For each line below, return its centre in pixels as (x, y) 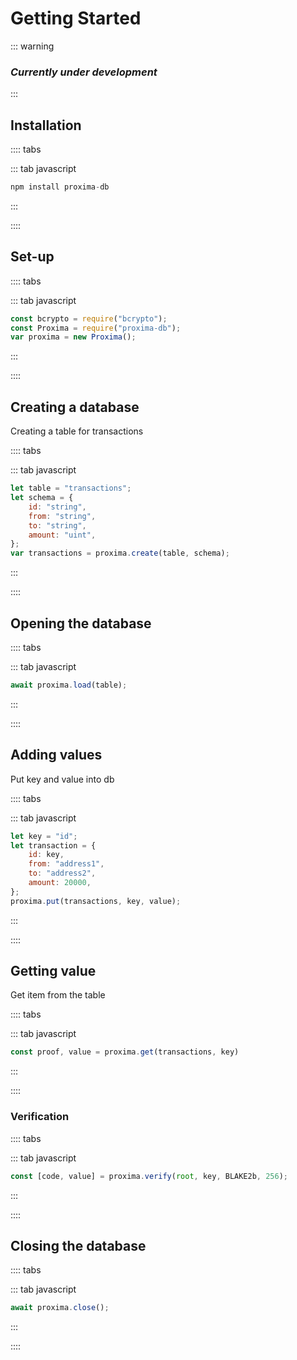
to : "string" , (57, 525)
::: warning (32, 46)
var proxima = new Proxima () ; (73, 337)
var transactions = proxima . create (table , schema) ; (120, 553)
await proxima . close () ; (60, 1308)
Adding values (56, 755)
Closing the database (78, 1245)
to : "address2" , (62, 873)
